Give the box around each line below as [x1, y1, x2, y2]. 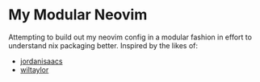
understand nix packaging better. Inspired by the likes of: [8, 40, 199, 50]
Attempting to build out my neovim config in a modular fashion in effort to [8, 32, 253, 42]
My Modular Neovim [8, 6, 148, 24]
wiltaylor [19, 64, 49, 74]
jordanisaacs [19, 56, 63, 66]
